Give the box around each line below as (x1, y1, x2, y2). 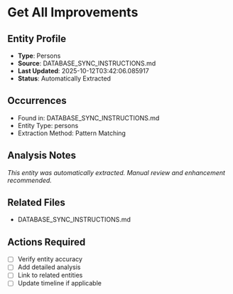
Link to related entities (17, 271, 83, 280)
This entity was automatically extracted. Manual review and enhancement (7, 168, 226, 177)
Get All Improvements (7, 4, 139, 21)
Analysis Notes (7, 149, 77, 162)
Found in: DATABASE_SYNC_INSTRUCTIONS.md (17, 113, 160, 122)
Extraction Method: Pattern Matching (17, 129, 126, 137)
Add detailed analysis (17, 263, 81, 271)
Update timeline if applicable (17, 279, 102, 288)
